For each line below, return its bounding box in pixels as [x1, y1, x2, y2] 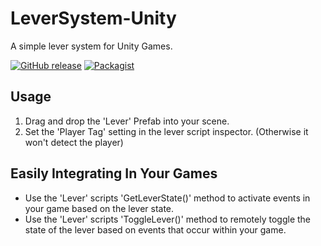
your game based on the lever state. [24, 202, 175, 214]
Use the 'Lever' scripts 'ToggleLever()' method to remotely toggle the [24, 213, 312, 225]
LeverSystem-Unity [10, 7, 177, 30]
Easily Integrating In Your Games [10, 165, 218, 182]
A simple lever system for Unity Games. [10, 40, 173, 52]
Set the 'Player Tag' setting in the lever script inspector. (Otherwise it [24, 125, 309, 137]
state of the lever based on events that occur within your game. [24, 223, 287, 236]
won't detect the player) [24, 136, 124, 148]
